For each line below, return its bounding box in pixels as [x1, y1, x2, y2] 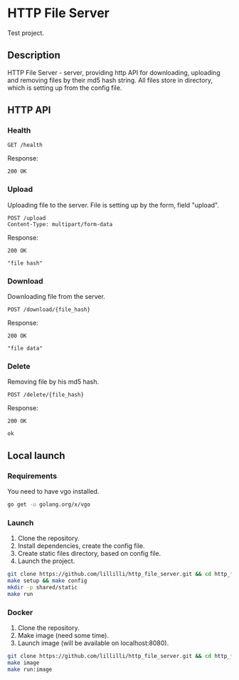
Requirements [7, 471, 58, 481]
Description [7, 49, 60, 61]
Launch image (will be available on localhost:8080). [17, 639, 169, 647]
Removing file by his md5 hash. [7, 377, 100, 386]
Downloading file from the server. [7, 293, 105, 301]
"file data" [7, 345, 43, 352]
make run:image [7, 666, 53, 673]
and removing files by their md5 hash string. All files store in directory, [7, 76, 213, 84]
